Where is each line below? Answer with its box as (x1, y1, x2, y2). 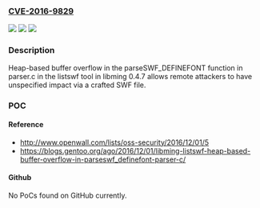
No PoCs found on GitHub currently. (8, 190, 127, 200)
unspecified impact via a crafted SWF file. (8, 80, 146, 90)
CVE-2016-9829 (8, 6, 74, 17)
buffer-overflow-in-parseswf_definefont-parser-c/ (19, 154, 186, 164)
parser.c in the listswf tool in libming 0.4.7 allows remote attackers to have (8, 71, 253, 81)
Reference (8, 120, 44, 130)
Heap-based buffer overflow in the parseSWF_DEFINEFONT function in (8, 62, 243, 73)
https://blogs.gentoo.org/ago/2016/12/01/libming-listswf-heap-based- (19, 146, 251, 155)
